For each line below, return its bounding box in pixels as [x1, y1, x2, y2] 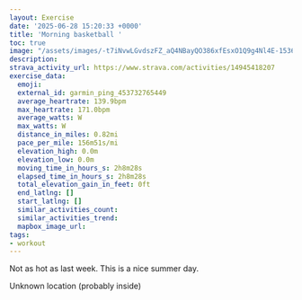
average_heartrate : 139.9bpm [17, 96, 127, 106]
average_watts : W [17, 113, 83, 122]
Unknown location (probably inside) [9, 280, 142, 292]
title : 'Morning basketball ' [9, 30, 123, 39]
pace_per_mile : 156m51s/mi [17, 138, 119, 147]
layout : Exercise [9, 13, 75, 22]
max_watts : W [17, 122, 67, 131]
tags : [9, 230, 30, 239]
